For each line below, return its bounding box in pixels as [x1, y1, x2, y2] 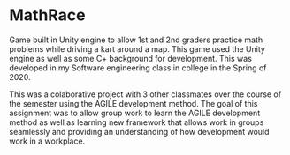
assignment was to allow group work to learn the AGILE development [9, 107, 261, 118]
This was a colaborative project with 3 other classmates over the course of [9, 89, 281, 100]
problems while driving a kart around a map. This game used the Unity [9, 43, 265, 54]
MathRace [9, 5, 86, 26]
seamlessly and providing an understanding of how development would [9, 126, 270, 137]
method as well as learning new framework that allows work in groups [9, 116, 264, 128]
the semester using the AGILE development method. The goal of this [9, 98, 258, 108]
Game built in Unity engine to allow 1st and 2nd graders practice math [9, 34, 263, 45]
